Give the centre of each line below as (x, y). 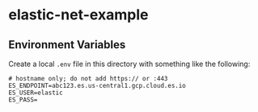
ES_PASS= (23, 100)
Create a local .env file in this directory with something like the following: (129, 64)
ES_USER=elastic (36, 93)
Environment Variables (67, 45)
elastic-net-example (78, 15)
